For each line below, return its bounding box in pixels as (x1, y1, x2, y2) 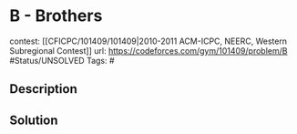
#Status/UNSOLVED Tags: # (9, 55, 116, 66)
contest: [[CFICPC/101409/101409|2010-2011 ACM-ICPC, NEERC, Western (9, 36, 288, 46)
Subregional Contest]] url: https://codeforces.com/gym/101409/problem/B (9, 45, 288, 56)
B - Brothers (9, 5, 103, 26)
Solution (9, 112, 58, 128)
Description (9, 81, 77, 97)
